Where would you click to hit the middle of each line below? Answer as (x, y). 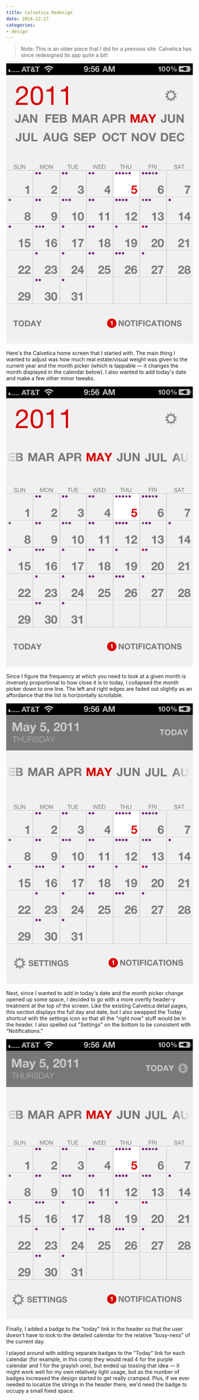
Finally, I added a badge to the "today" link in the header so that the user (95, 1329)
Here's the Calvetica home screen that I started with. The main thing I (91, 353)
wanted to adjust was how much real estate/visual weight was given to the (97, 359)
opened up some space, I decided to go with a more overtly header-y (91, 1000)
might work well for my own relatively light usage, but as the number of (93, 1372)
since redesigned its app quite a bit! (64, 55)
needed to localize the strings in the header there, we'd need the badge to (97, 1385)
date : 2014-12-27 (28, 19)
